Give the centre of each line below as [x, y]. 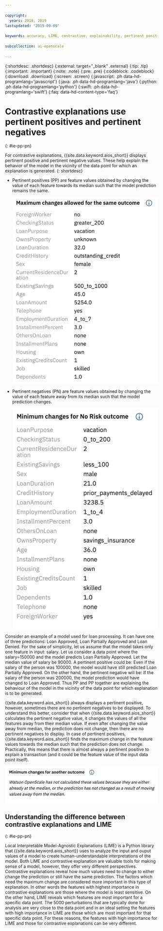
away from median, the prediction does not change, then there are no [74, 728]
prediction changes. [32, 402]
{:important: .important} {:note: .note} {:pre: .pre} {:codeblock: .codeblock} [80, 71]
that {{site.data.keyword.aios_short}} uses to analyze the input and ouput [78, 851]
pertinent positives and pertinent [73, 122]
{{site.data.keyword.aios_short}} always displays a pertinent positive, [74, 702]
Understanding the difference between [65, 817]
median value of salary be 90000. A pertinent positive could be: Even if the [80, 662]
